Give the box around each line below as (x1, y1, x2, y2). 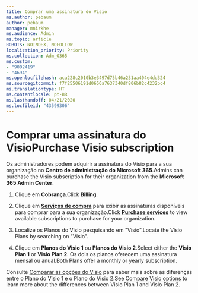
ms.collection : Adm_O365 (6, 53, 68, 59)
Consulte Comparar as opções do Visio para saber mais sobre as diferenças (6, 269, 193, 276)
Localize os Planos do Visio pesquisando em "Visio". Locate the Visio (14, 226, 183, 234)
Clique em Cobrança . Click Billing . (14, 191, 98, 198)
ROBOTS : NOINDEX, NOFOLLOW (6, 42, 73, 48)
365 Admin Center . (6, 179, 55, 187)
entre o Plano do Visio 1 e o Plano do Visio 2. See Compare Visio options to (6, 275, 188, 282)
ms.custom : (6, 58, 33, 64)
